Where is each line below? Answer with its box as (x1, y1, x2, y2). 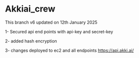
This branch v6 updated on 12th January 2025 (5, 19, 98, 25)
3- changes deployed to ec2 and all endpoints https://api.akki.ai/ (5, 47, 134, 53)
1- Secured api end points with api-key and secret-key (5, 29, 113, 34)
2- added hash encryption (5, 38, 57, 44)
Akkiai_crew (5, 3, 56, 14)
